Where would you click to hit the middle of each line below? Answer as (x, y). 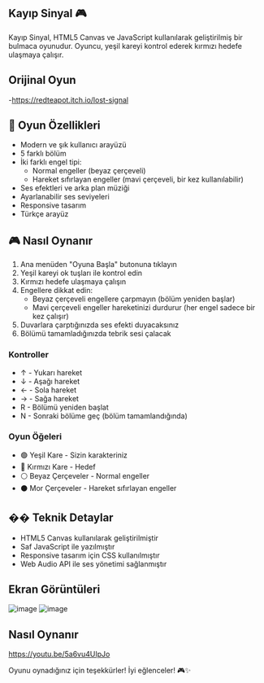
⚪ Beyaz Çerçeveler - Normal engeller (85, 475)
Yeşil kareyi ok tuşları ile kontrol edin (81, 273)
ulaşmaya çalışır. (36, 55)
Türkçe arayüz (44, 214)
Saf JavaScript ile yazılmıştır (67, 546)
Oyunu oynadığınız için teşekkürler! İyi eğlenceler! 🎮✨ (100, 671)
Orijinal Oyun (42, 80)
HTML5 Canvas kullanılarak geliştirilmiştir (89, 538)
